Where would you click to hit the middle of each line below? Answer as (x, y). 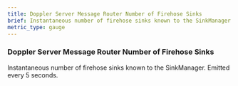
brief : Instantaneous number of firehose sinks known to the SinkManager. (121, 21)
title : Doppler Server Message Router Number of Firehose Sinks (105, 14)
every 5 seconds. (33, 75)
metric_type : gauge (36, 27)
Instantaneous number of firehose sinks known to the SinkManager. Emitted (119, 68)
